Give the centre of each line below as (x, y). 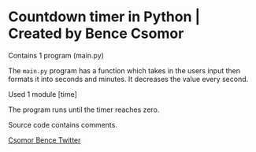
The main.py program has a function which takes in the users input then (124, 70)
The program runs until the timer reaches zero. (84, 109)
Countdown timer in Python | (104, 17)
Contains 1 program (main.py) (56, 55)
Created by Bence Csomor (96, 33)
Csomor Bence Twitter (45, 140)
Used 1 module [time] (43, 94)
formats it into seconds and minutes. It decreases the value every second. (128, 79)
